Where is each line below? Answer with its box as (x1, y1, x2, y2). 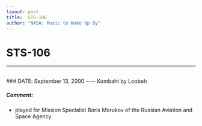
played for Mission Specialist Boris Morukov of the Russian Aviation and (14, 106, 193, 114)
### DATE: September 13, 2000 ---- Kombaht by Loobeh (6, 77, 147, 85)
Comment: (6, 91, 34, 98)
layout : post (6, 8, 39, 15)
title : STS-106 (6, 14, 47, 20)
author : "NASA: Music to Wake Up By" (6, 20, 101, 26)
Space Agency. (14, 113, 53, 120)
